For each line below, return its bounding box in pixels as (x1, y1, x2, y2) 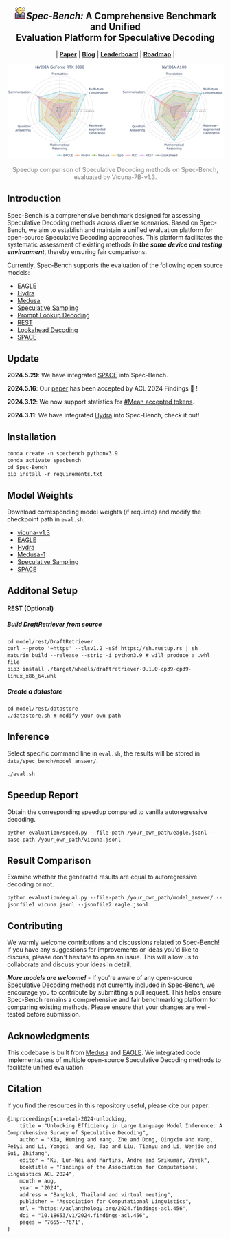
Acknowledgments (7, 1030, 91, 1042)
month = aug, (19, 1177, 57, 1185)
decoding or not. (7, 880, 54, 888)
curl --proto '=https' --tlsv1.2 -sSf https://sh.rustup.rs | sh (7, 645, 198, 652)
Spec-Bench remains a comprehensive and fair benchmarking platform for (7, 996, 218, 1004)
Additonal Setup (7, 585, 78, 596)
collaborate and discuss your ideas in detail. (7, 960, 132, 968)
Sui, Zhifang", (7, 1149, 51, 1157)
